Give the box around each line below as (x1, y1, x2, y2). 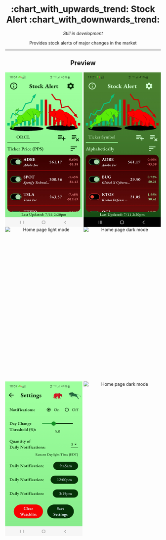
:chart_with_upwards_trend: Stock (10, 3, 156, 15)
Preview (70, 59, 96, 67)
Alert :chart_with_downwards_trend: (6, 14, 160, 25)
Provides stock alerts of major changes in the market (29, 40, 137, 45)
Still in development (63, 30, 103, 36)
